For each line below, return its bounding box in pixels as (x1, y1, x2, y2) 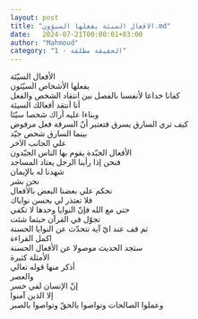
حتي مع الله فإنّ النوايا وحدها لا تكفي (10, 204, 131, 215)
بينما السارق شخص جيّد (10, 128, 88, 139)
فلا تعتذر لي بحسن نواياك (10, 194, 93, 206)
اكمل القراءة (10, 233, 52, 244)
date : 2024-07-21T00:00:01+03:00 (10, 30, 143, 39)
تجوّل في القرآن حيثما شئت (10, 214, 101, 225)
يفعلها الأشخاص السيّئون (10, 81, 90, 91)
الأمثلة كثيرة (10, 252, 50, 263)
